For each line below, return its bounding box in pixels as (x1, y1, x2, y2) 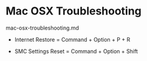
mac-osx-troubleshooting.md (5, 24, 80, 31)
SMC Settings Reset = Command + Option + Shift (14, 47, 138, 55)
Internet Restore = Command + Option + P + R (14, 36, 131, 43)
